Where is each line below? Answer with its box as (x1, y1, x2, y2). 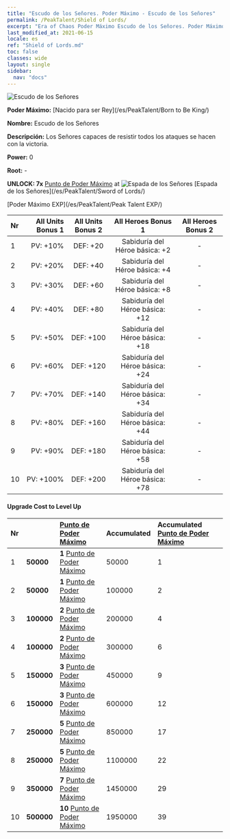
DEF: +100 (71, 333, 106, 343)
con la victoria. (7, 140, 49, 148)
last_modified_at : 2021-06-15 (7, 29, 94, 36)
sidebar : (7, 67, 32, 74)
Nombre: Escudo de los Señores (7, 119, 99, 128)
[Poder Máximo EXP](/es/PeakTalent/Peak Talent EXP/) (7, 200, 163, 209)
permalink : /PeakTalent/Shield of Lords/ (7, 16, 127, 23)
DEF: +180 (71, 446, 106, 456)
